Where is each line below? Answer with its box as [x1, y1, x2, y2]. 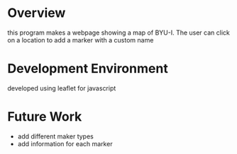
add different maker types [17, 132, 94, 141]
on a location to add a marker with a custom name [7, 35, 154, 44]
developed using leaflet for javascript [7, 83, 116, 93]
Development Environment [7, 61, 168, 77]
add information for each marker [17, 139, 113, 148]
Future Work [7, 109, 82, 125]
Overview [7, 5, 66, 21]
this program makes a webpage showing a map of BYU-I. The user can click [7, 28, 231, 37]
